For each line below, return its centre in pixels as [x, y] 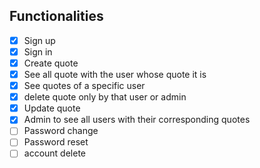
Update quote [52, 108]
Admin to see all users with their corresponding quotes [137, 120]
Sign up [39, 40]
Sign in [38, 51]
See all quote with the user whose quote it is [115, 74]
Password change [61, 131]
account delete [54, 153]
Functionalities [56, 16]
